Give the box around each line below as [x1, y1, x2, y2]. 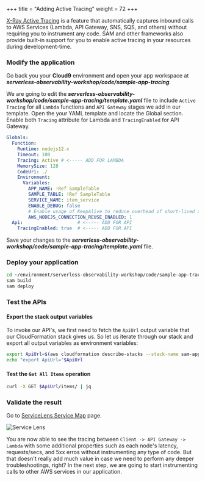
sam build [6, 278, 32, 284]
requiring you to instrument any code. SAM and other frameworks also [6, 30, 184, 37]
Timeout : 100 [17, 151, 51, 157]
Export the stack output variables [6, 313, 93, 320]
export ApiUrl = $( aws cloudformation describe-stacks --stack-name [6, 351, 179, 358]
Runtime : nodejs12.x [17, 146, 70, 152]
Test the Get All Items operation [6, 370, 91, 377]
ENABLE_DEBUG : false [28, 203, 81, 209]
